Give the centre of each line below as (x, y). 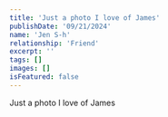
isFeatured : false (44, 77)
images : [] (30, 69)
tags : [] (26, 60)
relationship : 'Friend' (54, 43)
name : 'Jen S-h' (40, 34)
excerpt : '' (32, 52)
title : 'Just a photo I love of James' (85, 18)
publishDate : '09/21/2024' (60, 26)
